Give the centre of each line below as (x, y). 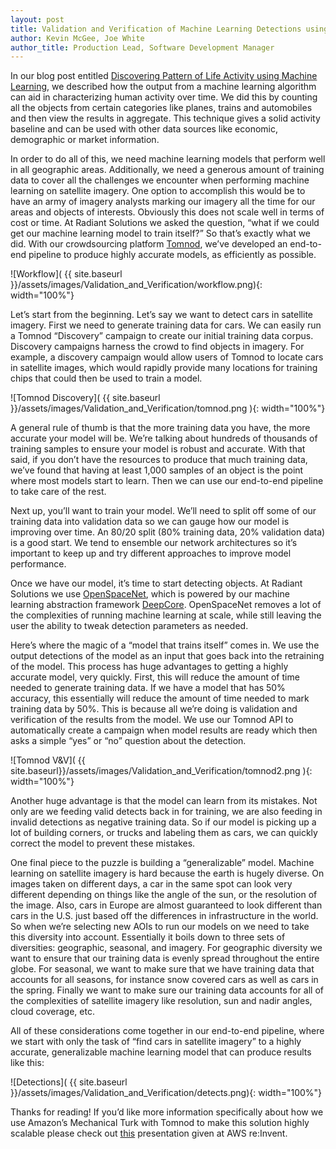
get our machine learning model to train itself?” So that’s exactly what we (161, 233)
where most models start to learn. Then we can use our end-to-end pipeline (167, 481)
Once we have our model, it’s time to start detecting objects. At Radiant (156, 583)
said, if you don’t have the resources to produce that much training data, (159, 460)
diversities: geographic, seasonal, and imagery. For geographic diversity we (166, 948)
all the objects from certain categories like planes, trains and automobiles (161, 108)
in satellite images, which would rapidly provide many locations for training (164, 368)
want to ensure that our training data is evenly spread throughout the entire (165, 958)
